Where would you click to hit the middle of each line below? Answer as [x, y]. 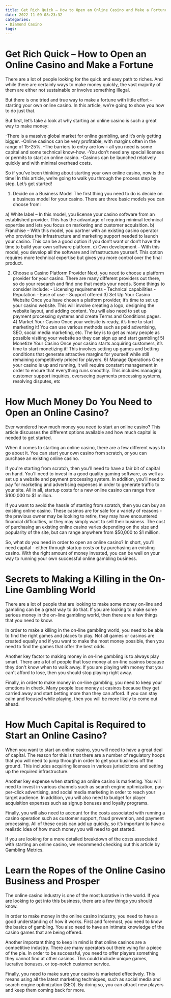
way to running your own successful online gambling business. [71, 558]
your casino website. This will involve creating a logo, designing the [83, 305]
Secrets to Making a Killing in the [76, 579]
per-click [15, 792]
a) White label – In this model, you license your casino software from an [80, 214]
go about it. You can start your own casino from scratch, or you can [76, 453]
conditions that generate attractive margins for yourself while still [81, 354]
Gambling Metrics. [25, 850]
